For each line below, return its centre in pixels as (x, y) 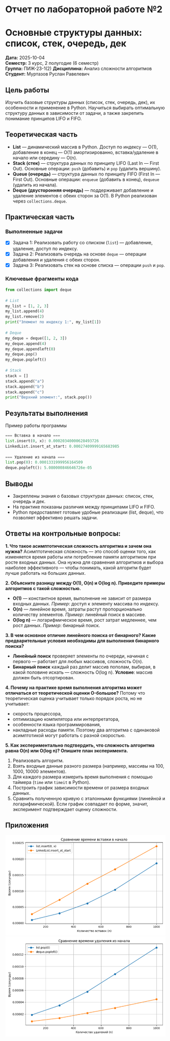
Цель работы (27, 90)
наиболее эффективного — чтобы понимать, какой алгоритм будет (78, 568)
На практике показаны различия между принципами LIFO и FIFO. (84, 507)
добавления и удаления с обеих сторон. (56, 260)
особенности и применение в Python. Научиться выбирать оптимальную (85, 108)
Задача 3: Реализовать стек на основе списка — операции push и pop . (89, 265)
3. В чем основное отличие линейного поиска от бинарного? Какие (81, 635)
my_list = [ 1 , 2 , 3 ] (27, 306)
